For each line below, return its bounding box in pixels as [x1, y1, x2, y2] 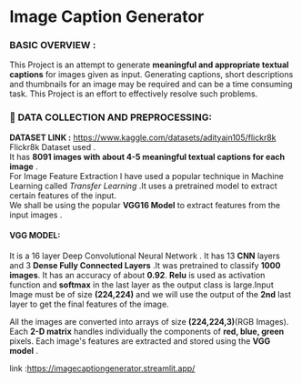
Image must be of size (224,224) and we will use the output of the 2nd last [9, 288, 291, 299]
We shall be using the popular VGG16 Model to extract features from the [9, 199, 280, 210]
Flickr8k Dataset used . [9, 141, 96, 152]
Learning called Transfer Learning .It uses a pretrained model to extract [9, 180, 277, 191]
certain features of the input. [9, 189, 116, 201]
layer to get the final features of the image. [9, 298, 170, 309]
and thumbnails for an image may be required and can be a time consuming [9, 79, 293, 90]
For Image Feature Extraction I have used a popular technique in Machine [9, 170, 284, 181]
